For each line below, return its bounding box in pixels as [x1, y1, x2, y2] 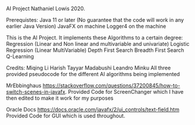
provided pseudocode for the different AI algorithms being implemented [6, 71, 180, 77]
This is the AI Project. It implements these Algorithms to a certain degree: [6, 34, 183, 41]
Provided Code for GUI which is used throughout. [6, 112, 125, 119]
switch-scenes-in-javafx [6, 88, 66, 95]
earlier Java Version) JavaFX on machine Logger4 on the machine [6, 23, 166, 29]
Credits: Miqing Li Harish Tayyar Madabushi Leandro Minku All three [6, 64, 172, 71]
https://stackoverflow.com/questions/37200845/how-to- [42, 82, 180, 89]
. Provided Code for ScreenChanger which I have [65, 88, 184, 95]
